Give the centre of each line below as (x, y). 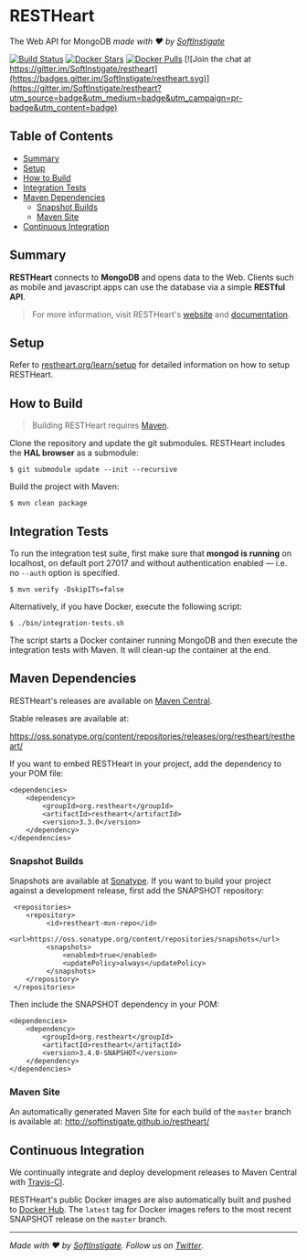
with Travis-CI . (37, 1182)
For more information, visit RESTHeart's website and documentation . (161, 314)
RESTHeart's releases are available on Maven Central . (111, 700)
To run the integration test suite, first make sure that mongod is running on (151, 553)
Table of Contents (62, 137)
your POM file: (37, 773)
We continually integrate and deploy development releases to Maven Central (153, 1172)
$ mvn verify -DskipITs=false (67, 590)
